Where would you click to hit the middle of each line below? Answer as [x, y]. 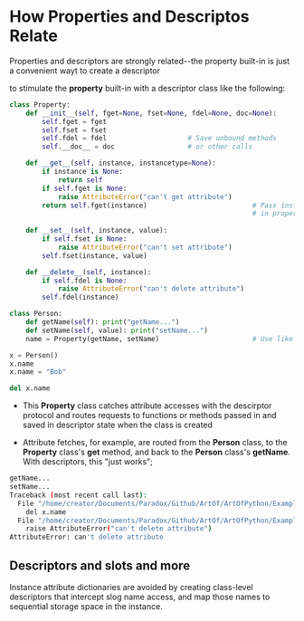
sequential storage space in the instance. [86, 607]
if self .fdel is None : [85, 281]
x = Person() [34, 355]
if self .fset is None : [85, 239]
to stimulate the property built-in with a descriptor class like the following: [147, 88]
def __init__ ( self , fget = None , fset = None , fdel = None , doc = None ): [152, 113]
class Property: [40, 105]
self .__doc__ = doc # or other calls [147, 147]
